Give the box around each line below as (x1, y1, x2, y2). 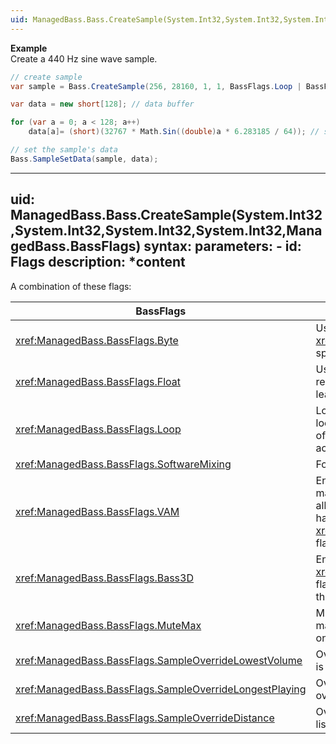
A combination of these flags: (10, 280, 132, 292)
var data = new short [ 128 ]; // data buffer (10, 99, 195, 110)
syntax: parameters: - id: (143, 238, 302, 255)
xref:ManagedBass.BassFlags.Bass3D (15, 571, 194, 585)
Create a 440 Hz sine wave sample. (10, 52, 158, 65)
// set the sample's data (10, 145, 118, 155)
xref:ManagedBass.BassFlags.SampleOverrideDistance (15, 711, 275, 725)
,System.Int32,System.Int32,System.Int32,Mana (10, 222, 323, 240)
